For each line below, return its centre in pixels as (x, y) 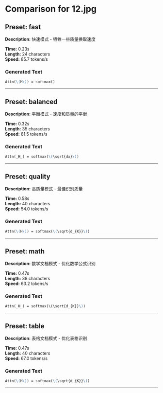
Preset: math (25, 251)
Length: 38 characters (28, 278)
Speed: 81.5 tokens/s (26, 134)
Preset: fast (23, 27)
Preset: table (25, 326)
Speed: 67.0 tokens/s (26, 358)
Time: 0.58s (17, 198)
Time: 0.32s (17, 124)
